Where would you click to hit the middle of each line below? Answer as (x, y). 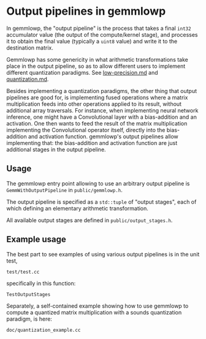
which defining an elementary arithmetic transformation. (78, 208)
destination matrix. (30, 48)
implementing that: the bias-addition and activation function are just (92, 143)
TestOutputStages (29, 294)
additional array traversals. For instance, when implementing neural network (102, 110)
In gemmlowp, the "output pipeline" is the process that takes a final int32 (99, 28)
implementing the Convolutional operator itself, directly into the (86, 130)
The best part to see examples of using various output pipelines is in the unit (103, 254)
